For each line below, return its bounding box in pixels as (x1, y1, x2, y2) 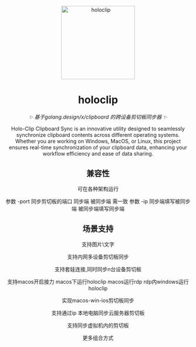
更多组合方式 (82, 334, 114, 341)
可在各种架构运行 (77, 185, 119, 192)
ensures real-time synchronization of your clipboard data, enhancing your (9, 144, 187, 151)
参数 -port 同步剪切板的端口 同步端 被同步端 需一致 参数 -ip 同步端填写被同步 (5, 197, 191, 205)
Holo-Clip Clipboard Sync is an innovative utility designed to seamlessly (11, 125, 185, 132)
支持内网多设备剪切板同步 (67, 253, 129, 260)
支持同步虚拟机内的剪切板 (67, 322, 129, 329)
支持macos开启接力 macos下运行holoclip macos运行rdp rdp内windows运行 (7, 278, 189, 285)
